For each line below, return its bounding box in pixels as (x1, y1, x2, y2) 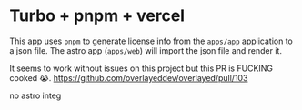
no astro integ (9, 90, 62, 101)
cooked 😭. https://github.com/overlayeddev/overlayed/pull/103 (9, 72, 248, 83)
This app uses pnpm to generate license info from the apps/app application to (9, 35, 294, 46)
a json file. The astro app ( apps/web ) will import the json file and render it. (9, 45, 282, 55)
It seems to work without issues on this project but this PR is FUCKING (9, 63, 273, 74)
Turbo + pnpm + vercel (9, 5, 185, 26)
